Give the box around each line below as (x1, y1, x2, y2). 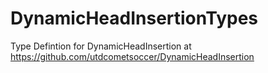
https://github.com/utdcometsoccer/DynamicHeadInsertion (10, 50, 255, 62)
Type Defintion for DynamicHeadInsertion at (10, 40, 192, 52)
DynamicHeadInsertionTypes (10, 7, 259, 30)
